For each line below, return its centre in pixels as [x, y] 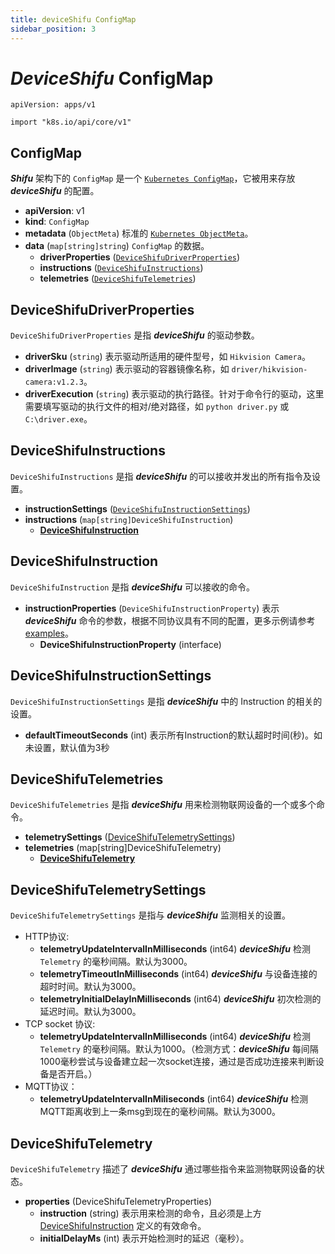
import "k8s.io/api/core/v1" [71, 122]
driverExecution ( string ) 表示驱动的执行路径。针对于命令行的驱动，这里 [174, 394]
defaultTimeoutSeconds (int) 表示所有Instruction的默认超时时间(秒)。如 [173, 735]
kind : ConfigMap [57, 222]
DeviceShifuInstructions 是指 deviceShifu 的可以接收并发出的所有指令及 [161, 476]
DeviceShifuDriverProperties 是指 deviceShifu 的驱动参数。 [135, 335]
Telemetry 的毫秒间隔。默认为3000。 [116, 962]
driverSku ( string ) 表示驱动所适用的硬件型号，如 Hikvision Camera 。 [167, 357]
